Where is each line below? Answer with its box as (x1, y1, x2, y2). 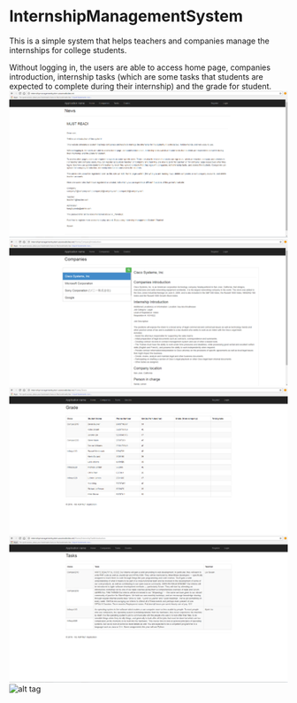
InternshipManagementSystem (9, 6, 243, 27)
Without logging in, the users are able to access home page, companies (9, 62, 271, 73)
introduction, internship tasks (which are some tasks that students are (9, 71, 263, 81)
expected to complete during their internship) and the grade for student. (9, 81, 272, 91)
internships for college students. (9, 44, 127, 55)
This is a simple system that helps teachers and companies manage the (9, 35, 270, 46)
